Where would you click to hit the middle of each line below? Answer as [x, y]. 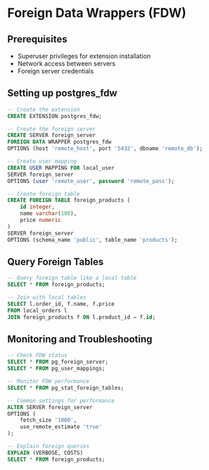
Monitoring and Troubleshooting [80, 340]
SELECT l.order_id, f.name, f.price [61, 304]
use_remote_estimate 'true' [61, 427]
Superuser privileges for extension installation [84, 56]
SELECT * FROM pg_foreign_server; [58, 362]
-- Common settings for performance [61, 401]
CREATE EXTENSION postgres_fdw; [55, 116]
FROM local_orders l [38, 310]
